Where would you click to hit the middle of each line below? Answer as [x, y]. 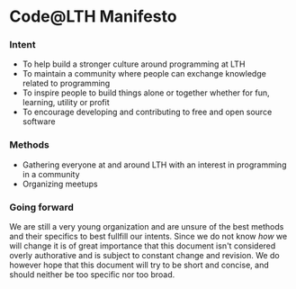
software [39, 122]
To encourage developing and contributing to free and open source [147, 112]
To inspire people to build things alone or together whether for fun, [146, 93]
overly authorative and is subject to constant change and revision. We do [145, 256]
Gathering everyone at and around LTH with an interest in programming [154, 165]
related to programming [66, 84]
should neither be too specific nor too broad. [92, 275]
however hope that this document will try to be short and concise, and [139, 265]
